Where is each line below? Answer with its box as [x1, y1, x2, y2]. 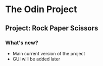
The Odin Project [5, 4, 77, 15]
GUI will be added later [12, 56, 61, 62]
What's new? [5, 39, 38, 46]
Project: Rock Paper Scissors [5, 24, 98, 32]
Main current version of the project [12, 50, 85, 56]
